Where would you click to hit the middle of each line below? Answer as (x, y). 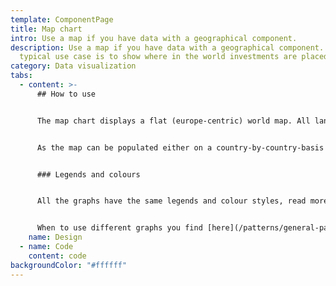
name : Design (55, 237)
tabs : (21, 76)
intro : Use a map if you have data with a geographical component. (154, 38)
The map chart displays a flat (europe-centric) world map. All (173, 121)
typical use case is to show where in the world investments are (158, 57)
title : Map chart (46, 29)
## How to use (66, 94)
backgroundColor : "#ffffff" (69, 265)
